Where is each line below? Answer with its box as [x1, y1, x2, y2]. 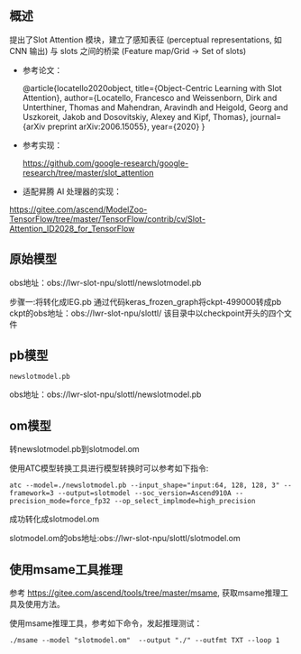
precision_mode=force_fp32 [9, 497, 111, 506]
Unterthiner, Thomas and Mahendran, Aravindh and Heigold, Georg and [22, 102, 288, 113]
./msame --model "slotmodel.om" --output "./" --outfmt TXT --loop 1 [9, 636, 280, 645]
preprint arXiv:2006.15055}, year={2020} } [47, 121, 205, 132]
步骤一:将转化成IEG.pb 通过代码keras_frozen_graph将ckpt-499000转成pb [9, 296, 282, 307]
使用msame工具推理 [9, 562, 123, 577]
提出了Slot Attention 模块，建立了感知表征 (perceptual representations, [9, 34, 272, 45]
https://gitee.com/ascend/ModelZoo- [9, 204, 148, 215]
